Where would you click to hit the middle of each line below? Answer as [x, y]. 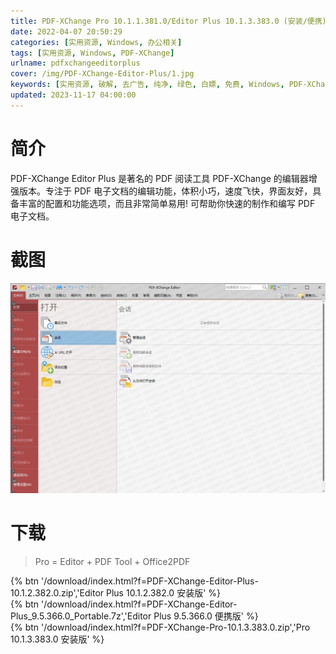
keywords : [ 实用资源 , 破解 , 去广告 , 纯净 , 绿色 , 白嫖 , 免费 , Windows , [147, 85]
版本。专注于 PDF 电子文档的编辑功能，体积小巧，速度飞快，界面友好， [165, 191]
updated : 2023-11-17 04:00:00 [73, 95]
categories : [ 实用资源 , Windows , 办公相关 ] [96, 42]
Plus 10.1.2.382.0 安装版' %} [163, 593]
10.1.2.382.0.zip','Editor [57, 593]
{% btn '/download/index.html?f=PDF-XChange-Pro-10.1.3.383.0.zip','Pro [160, 627]
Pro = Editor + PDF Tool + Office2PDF [112, 562]
